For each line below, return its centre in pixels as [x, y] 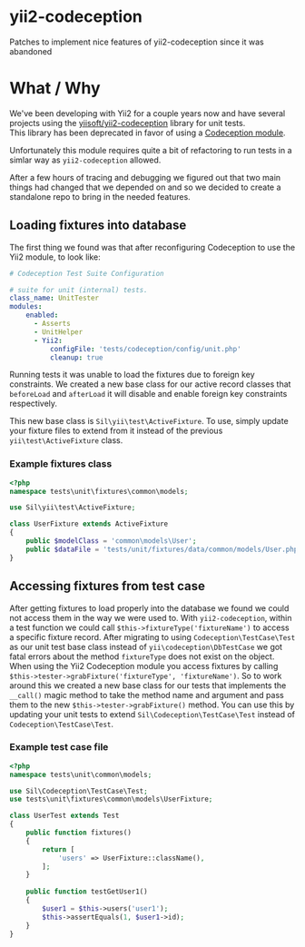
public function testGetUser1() [87, 892]
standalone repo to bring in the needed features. [100, 196]
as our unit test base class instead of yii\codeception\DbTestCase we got [146, 646]
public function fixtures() [79, 833]
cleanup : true [76, 357]
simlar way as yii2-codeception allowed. [85, 160]
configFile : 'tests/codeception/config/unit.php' [146, 349]
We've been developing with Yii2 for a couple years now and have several [148, 113]
